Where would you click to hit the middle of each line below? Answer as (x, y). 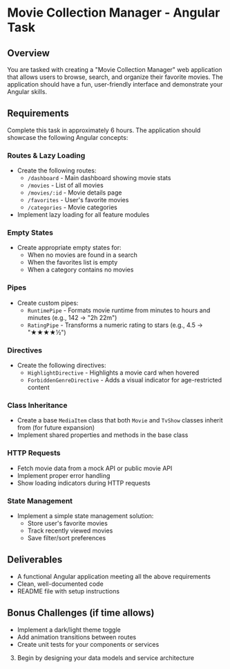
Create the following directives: (61, 365)
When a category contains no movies (80, 270)
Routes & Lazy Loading (46, 155)
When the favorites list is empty (73, 262)
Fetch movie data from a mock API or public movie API (95, 468)
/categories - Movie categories (72, 207)
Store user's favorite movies (68, 523)
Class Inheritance (37, 405)
